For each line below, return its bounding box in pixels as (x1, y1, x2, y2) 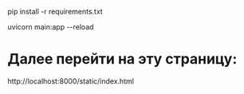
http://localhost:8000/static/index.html (7, 76, 135, 86)
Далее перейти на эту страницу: (7, 50, 238, 69)
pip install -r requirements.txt (7, 7, 103, 16)
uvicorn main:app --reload (7, 22, 94, 31)
